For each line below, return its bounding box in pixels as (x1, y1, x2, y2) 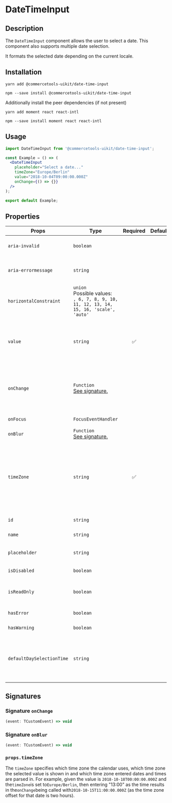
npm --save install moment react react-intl (5, 118, 102, 124)
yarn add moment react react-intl (5, 109, 79, 114)
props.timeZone (5, 755, 44, 760)
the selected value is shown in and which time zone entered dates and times (5, 771, 166, 777)
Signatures (5, 692, 41, 700)
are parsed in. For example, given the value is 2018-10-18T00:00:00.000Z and (5, 776, 167, 782)
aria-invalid (8, 243, 40, 249)
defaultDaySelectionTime (8, 656, 69, 662)
